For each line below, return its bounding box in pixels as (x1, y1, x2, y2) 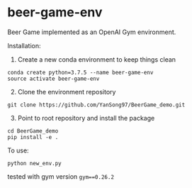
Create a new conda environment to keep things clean (17, 55, 176, 64)
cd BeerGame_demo (7, 127, 59, 135)
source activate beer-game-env (7, 75, 100, 82)
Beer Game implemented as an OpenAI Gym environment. (7, 28, 176, 36)
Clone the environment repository (17, 87, 116, 96)
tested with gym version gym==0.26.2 (7, 172, 115, 181)
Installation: (7, 41, 41, 50)
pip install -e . (7, 133, 59, 140)
